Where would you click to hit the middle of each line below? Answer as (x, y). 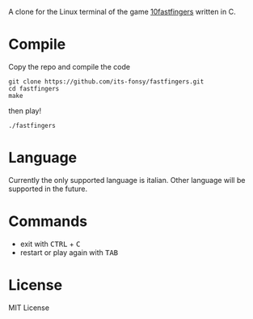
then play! (25, 111)
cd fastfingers (34, 88)
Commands (48, 221)
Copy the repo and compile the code (70, 66)
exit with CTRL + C (50, 244)
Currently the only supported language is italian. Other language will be (127, 180)
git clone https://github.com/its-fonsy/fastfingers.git (106, 81)
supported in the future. (48, 189)
